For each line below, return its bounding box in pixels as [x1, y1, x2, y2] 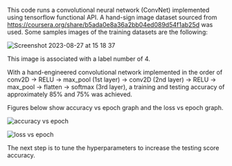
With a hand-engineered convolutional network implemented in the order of [7, 68, 223, 76]
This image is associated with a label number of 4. [7, 55, 150, 63]
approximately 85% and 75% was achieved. [7, 90, 133, 98]
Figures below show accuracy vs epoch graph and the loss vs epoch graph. [7, 104, 224, 111]
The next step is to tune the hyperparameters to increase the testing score [7, 144, 220, 151]
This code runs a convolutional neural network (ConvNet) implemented [7, 6, 210, 14]
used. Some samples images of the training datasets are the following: [7, 28, 208, 36]
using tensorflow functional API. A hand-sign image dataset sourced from [7, 13, 217, 21]
